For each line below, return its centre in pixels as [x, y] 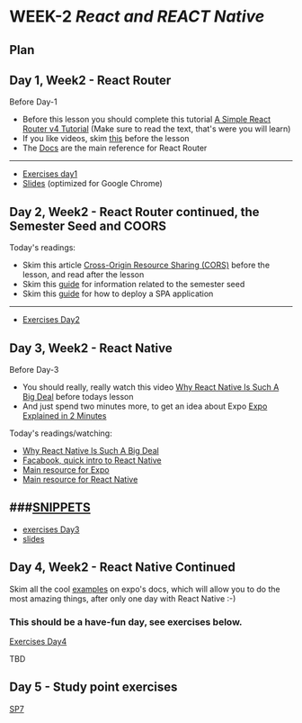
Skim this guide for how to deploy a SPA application [118, 294]
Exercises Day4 [38, 641]
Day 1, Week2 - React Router [90, 80]
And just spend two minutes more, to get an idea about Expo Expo [145, 406]
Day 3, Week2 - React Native [91, 348]
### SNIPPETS [50, 507]
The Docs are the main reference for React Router [115, 148]
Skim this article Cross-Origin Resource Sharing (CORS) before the [146, 265]
